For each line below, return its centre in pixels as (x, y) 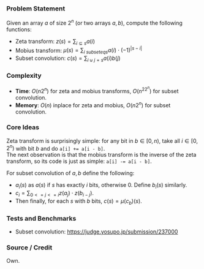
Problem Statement (36, 9)
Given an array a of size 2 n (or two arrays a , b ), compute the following (94, 22)
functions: (19, 29)
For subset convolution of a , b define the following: (70, 173)
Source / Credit (29, 248)
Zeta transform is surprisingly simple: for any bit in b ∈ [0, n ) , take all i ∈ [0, (102, 141)
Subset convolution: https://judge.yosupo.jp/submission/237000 (96, 232)
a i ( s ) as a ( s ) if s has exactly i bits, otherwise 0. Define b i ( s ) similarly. (101, 186)
